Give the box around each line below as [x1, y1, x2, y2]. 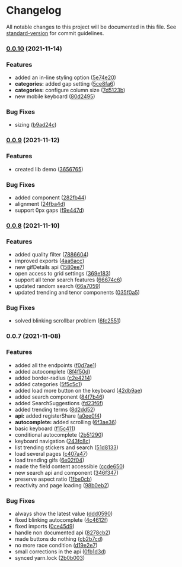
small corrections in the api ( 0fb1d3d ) [14, 548, 107, 555]
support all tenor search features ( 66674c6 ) [14, 276, 123, 283]
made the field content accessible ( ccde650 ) [14, 462, 125, 470]
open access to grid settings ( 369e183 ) [14, 270, 111, 277]
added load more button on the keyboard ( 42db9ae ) [14, 387, 142, 394]
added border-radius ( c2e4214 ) [14, 374, 92, 381]
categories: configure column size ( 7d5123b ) [14, 87, 126, 94]
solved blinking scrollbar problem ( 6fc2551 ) [14, 317, 122, 324]
